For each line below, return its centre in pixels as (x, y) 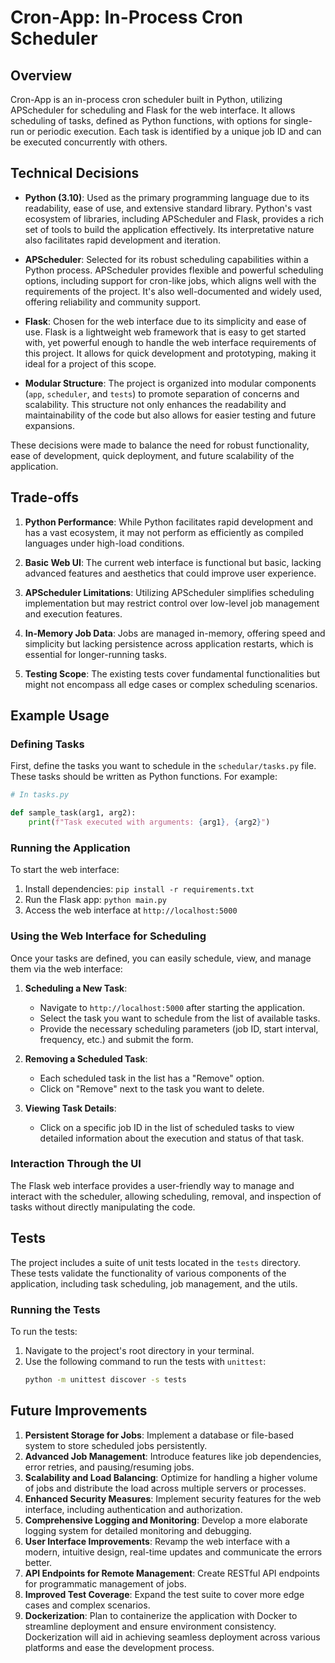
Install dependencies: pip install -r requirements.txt (139, 889)
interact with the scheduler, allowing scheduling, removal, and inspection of (166, 1196)
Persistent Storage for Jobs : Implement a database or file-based (159, 1435)
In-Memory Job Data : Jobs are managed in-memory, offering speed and (175, 633)
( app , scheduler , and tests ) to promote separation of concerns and (162, 393)
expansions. (49, 425)
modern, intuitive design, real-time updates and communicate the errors (173, 1552)
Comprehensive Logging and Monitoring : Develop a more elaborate (166, 1520)
